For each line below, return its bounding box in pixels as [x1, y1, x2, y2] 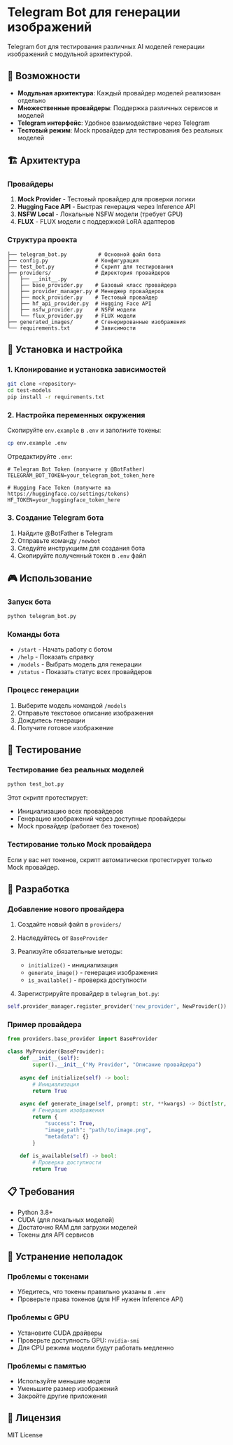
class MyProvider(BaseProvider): [7, 1048, 105, 1056]
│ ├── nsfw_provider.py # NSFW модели [7, 306, 136, 313]
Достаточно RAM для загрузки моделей [17, 1223, 138, 1231]
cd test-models [7, 387, 52, 394]
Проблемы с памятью [7, 1361, 87, 1371]
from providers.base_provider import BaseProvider [7, 1035, 158, 1042]
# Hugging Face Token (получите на [7, 485, 111, 492]
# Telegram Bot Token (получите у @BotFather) [7, 466, 146, 473]
